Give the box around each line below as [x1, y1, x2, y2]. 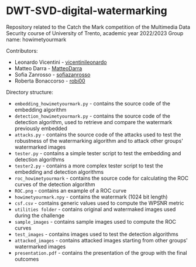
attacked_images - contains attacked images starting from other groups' [14, 237, 188, 244]
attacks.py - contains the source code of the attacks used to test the [14, 131, 181, 138]
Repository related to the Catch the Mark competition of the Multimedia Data [6, 23, 191, 30]
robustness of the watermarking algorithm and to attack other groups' [14, 137, 183, 144]
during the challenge [14, 212, 65, 219]
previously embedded [14, 125, 67, 132]
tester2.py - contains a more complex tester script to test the [14, 162, 163, 169]
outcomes [14, 255, 39, 262]
